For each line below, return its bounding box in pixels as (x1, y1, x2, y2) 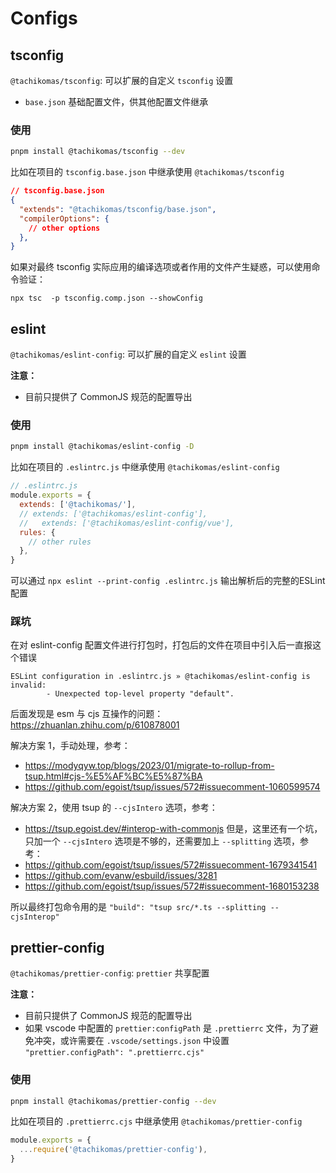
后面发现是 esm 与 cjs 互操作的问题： (10, 708, 164, 720)
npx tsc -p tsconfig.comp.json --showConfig (10, 293, 203, 304)
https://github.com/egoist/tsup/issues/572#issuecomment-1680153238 (24, 880, 320, 892)
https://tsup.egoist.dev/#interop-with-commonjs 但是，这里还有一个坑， (24, 823, 323, 835)
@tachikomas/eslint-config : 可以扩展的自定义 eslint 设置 (10, 348, 247, 361)
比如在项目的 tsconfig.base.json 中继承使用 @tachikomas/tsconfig (10, 166, 285, 178)
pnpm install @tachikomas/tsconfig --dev (10, 147, 186, 157)
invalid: (10, 680, 47, 691)
